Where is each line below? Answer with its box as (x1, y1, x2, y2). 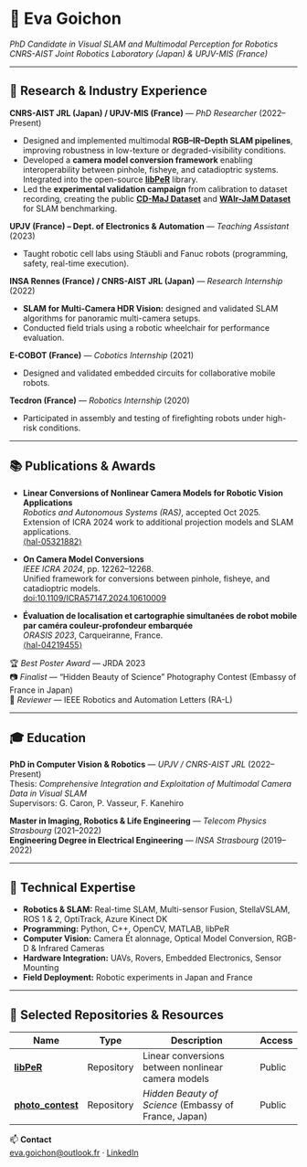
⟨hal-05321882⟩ (22, 536, 82, 546)
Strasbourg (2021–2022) (9, 825, 102, 836)
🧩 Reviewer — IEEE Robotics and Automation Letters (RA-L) (9, 694, 233, 705)
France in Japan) (9, 684, 73, 695)
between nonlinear (143, 1061, 224, 1073)
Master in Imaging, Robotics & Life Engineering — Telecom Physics (9, 815, 267, 826)
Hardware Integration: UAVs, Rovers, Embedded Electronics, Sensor (22, 952, 282, 963)
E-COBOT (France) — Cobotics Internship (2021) (9, 349, 195, 360)
